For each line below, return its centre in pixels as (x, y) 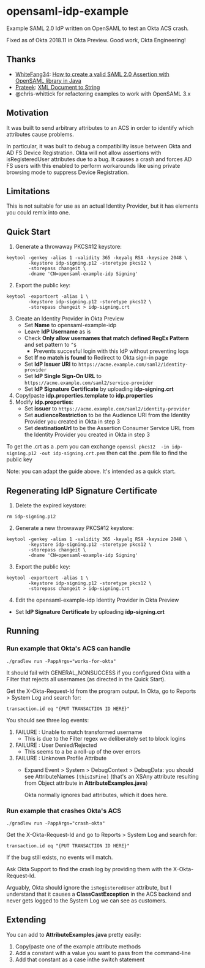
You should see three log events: (48, 720)
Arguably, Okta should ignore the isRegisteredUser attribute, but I (89, 887)
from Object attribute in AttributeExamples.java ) (86, 783)
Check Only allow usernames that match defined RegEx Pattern (106, 338)
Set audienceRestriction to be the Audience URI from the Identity (107, 415)
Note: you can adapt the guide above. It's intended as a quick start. (91, 471)
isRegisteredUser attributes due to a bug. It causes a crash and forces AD (99, 159)
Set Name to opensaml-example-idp (70, 325)
